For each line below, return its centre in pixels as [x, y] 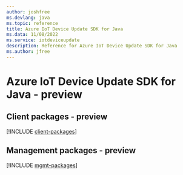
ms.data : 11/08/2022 [32, 35]
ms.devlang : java [28, 18]
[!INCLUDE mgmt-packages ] [42, 165]
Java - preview [45, 94]
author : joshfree [28, 12]
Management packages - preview [71, 150]
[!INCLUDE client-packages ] [42, 131]
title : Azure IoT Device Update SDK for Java [65, 29]
